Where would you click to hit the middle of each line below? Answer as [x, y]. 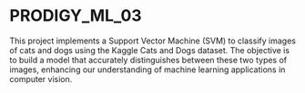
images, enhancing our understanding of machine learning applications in [147, 70]
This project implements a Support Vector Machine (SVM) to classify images [152, 41]
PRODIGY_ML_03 [76, 16]
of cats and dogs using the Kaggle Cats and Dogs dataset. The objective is [149, 50]
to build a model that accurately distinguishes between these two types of [148, 60]
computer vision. [41, 79]
